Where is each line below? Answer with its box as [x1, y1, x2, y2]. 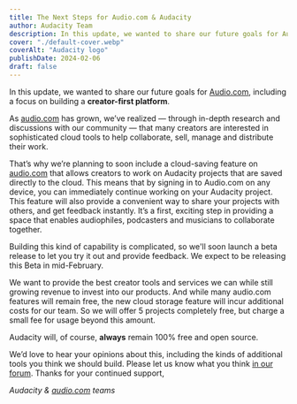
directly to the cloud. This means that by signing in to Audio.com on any [9, 177, 271, 187]
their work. [9, 141, 49, 151]
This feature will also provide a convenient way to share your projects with [9, 195, 280, 206]
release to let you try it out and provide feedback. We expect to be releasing [9, 250, 286, 261]
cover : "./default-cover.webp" [9, 37, 125, 47]
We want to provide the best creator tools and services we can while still [9, 277, 274, 287]
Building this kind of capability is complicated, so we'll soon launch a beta [9, 240, 278, 252]
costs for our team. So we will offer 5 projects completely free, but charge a [9, 305, 285, 316]
